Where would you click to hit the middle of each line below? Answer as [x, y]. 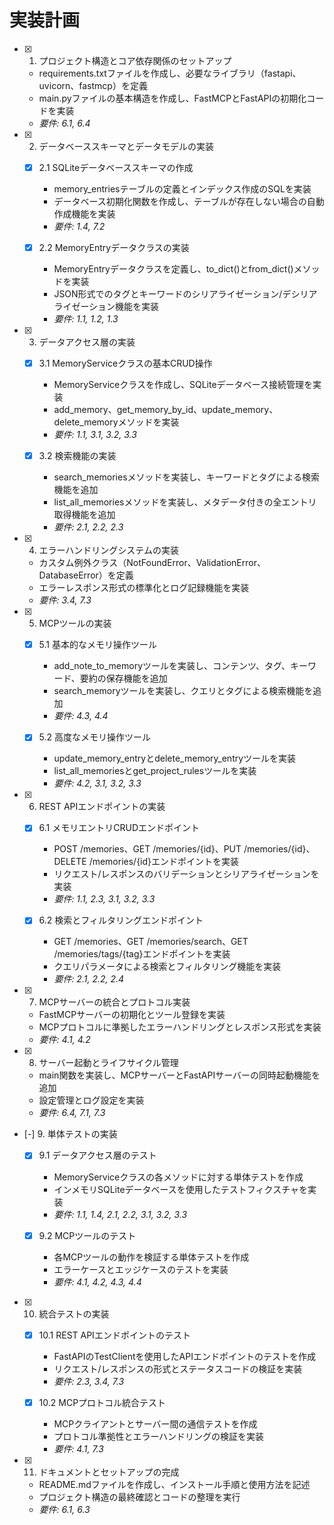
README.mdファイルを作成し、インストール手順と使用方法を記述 [174, 1484]
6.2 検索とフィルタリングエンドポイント [121, 920]
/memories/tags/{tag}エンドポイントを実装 [142, 954]
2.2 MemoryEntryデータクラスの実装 [114, 247]
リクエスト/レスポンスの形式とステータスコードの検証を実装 [178, 1368]
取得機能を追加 [84, 515]
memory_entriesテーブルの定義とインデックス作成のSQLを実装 [182, 189]
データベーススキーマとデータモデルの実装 [126, 146]
